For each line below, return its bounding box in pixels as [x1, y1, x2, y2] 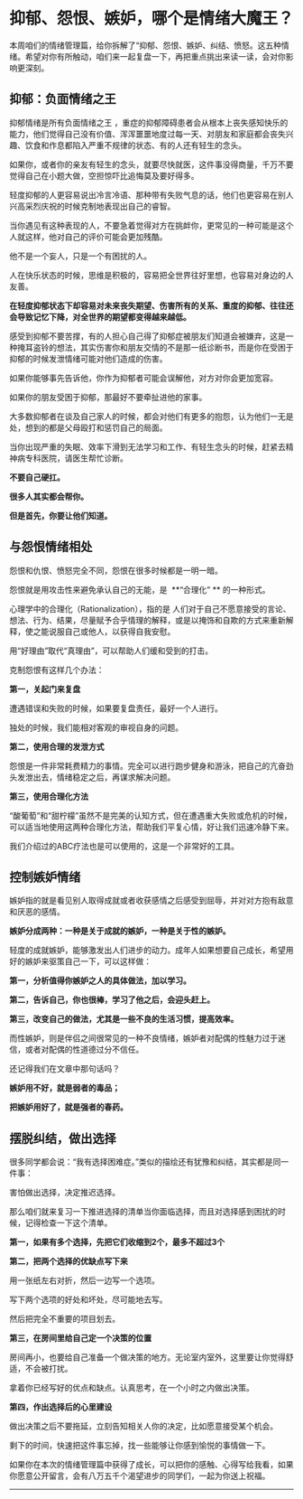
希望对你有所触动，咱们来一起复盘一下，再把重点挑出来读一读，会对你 [24, 51, 286, 61]
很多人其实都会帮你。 [9, 491, 88, 501]
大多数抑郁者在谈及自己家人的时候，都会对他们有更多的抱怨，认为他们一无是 [9, 410, 294, 421]
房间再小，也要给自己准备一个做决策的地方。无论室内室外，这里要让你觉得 [9, 1352, 286, 1363]
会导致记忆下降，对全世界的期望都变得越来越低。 [9, 311, 191, 322]
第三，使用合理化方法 [9, 791, 88, 801]
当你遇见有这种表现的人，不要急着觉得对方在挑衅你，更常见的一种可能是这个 [9, 220, 294, 230]
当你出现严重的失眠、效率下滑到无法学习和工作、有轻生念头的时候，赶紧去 [9, 441, 286, 452]
